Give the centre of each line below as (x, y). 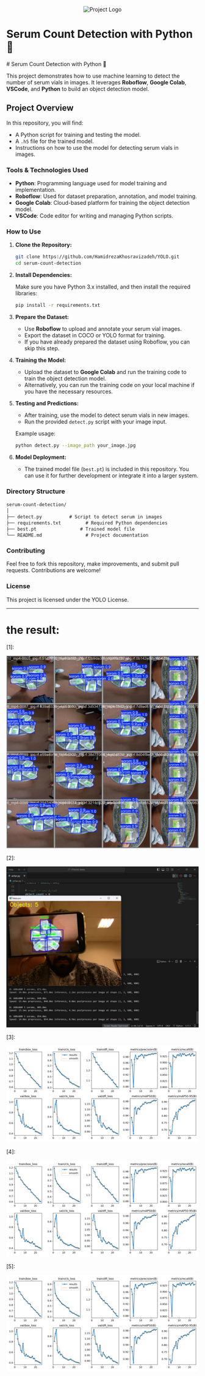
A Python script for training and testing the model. (78, 134)
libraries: (26, 293)
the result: (33, 630)
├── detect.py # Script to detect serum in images (85, 517)
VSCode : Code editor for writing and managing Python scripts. (94, 216)
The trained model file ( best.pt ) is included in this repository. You (106, 469)
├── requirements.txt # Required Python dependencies (87, 523)
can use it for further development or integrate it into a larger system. (111, 475)
